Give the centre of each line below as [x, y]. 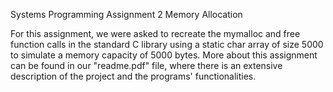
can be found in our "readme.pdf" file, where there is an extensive [146, 65]
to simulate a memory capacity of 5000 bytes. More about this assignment [164, 55]
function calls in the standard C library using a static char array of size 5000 [167, 44]
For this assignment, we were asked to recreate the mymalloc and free [155, 33]
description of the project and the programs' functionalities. [133, 76]
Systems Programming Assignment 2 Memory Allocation [126, 14]
